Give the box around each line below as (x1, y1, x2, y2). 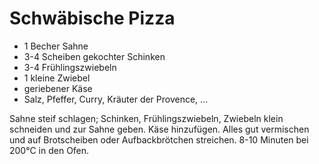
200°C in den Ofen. (9, 144, 90, 156)
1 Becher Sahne (23, 40, 89, 52)
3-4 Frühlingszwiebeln (23, 61, 117, 73)
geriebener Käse (23, 82, 93, 94)
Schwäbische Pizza (9, 7, 176, 30)
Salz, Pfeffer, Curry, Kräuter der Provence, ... (23, 93, 209, 105)
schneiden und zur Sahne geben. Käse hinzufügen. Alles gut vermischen (9, 123, 310, 135)
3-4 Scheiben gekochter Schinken (23, 50, 166, 62)
